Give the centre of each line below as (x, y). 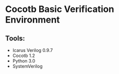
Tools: (15, 38)
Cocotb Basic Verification (60, 9)
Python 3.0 (24, 61)
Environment (33, 20)
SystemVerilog (27, 66)
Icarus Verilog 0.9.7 (33, 50)
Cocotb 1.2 (24, 55)
